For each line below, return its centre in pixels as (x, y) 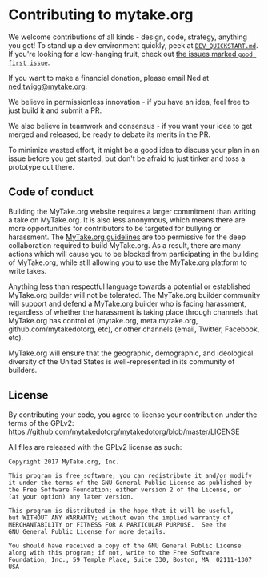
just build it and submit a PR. (55, 110)
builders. (23, 370)
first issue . (29, 62)
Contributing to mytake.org (101, 15)
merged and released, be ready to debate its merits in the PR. (109, 134)
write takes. (28, 270)
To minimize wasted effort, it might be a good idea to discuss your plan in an (134, 150)
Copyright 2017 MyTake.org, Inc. (64, 462)
